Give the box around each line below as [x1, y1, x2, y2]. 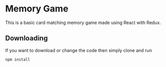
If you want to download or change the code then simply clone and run [5, 47, 152, 53]
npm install [5, 57, 30, 62]
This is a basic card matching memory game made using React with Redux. [5, 19, 161, 25]
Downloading [5, 34, 48, 42]
